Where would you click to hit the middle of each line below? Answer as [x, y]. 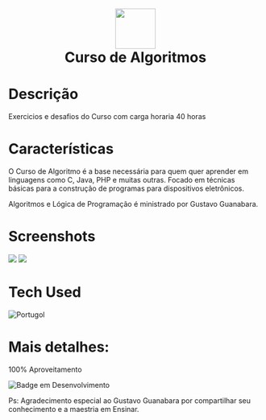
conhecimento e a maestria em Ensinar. [74, 409]
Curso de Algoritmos [135, 58]
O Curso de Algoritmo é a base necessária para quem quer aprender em [128, 171]
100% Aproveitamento [45, 369]
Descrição [44, 95]
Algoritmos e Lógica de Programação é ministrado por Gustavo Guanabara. [133, 204]
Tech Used [45, 292]
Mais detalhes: [59, 347]
